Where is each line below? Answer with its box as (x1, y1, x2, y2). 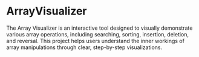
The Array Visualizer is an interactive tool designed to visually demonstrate (6, 24, 193, 32)
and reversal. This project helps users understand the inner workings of (6, 37, 184, 44)
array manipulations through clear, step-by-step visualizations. (6, 44, 163, 51)
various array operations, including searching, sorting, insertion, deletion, (6, 30, 189, 38)
